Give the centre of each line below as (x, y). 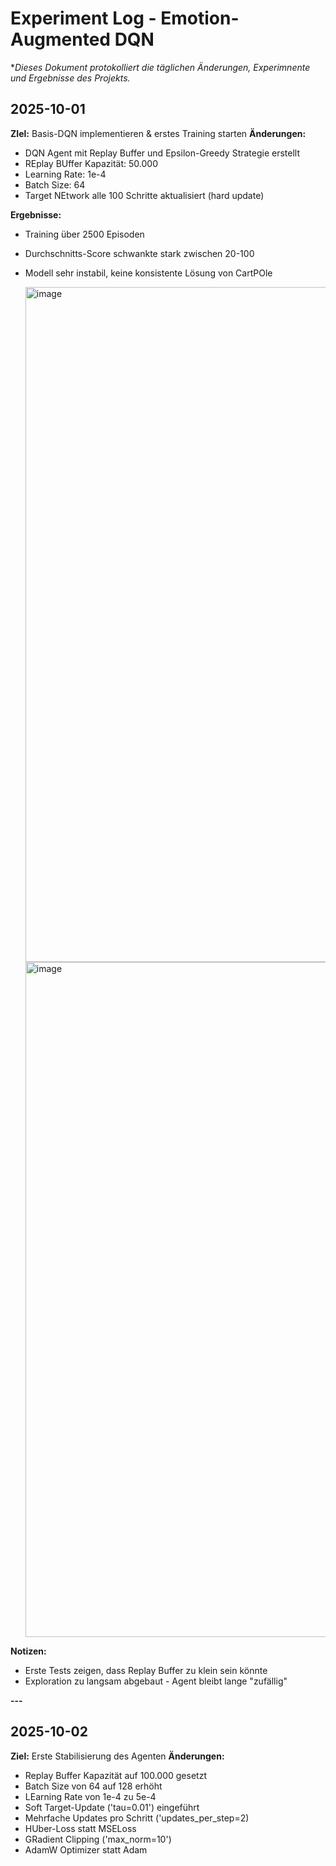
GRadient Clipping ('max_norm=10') (98, 1839)
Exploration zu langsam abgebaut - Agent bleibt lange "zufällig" (156, 1681)
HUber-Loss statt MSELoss (80, 1828)
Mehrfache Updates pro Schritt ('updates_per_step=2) (137, 1818)
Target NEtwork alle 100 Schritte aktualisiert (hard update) (144, 195)
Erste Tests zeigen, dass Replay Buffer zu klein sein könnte (146, 1670)
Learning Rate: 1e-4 (65, 174)
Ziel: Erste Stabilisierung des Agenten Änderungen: (117, 1756)
